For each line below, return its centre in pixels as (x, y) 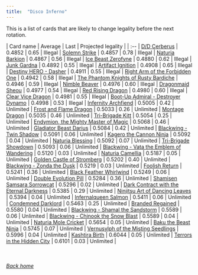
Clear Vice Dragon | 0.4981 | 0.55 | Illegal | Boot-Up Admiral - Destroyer (93, 96)
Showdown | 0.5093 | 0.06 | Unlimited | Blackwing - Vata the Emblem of (94, 147)
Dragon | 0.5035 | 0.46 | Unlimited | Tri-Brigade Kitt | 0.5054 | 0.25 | (89, 115)
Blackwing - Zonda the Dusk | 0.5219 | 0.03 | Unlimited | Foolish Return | (94, 166)
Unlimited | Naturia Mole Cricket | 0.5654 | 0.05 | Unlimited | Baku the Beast (98, 222)
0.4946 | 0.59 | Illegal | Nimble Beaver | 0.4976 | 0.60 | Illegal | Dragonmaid (98, 84)
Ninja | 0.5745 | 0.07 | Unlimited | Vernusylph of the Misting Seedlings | (92, 228)
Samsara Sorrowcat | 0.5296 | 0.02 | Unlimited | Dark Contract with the (92, 185)
